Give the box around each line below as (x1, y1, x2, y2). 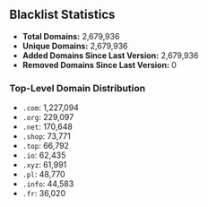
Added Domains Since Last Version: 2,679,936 (22, 49, 199, 61)
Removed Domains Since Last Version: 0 (22, 59, 178, 70)
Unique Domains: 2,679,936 (22, 40, 128, 51)
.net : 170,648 (22, 121, 74, 133)
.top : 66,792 (22, 141, 70, 151)
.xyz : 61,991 (22, 160, 67, 170)
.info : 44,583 (22, 178, 74, 189)
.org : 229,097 (22, 112, 74, 123)
